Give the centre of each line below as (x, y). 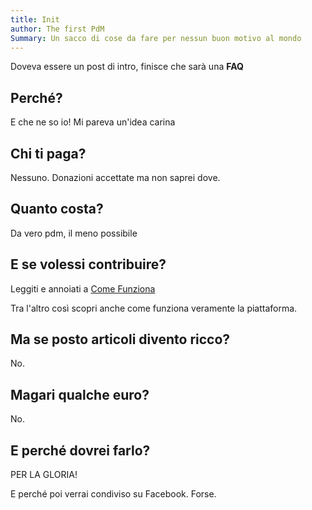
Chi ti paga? (48, 153)
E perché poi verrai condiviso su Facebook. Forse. (113, 494)
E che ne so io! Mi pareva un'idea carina (93, 122)
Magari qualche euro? (80, 394)
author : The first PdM (57, 29)
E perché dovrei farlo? (80, 450)
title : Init (35, 19)
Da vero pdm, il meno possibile (74, 233)
